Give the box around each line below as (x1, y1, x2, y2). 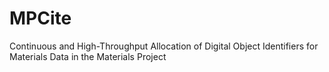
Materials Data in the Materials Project (9, 50, 167, 62)
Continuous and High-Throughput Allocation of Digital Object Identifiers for (9, 40, 319, 52)
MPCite (9, 7, 72, 30)
